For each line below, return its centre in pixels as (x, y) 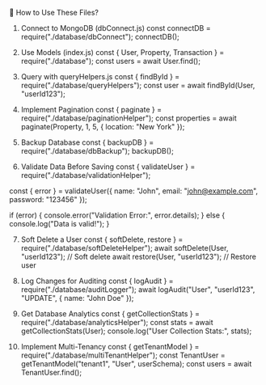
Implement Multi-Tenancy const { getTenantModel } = (110, 347)
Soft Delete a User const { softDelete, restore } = (102, 239)
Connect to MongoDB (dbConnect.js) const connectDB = (116, 28)
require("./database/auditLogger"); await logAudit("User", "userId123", (138, 290)
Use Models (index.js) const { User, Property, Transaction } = (122, 52)
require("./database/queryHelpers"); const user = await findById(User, (138, 85)
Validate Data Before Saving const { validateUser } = (108, 167)
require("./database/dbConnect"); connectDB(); (100, 37)
